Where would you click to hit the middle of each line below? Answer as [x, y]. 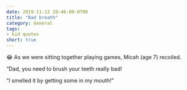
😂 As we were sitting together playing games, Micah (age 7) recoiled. [94, 57]
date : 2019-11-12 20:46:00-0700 [47, 12]
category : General [29, 23]
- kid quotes [23, 34]
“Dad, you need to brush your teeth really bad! [64, 69]
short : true [21, 40]
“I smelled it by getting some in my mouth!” [60, 80]
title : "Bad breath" [32, 18]
